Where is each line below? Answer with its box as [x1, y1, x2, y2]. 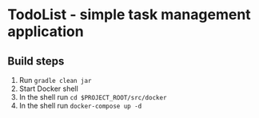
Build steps [7, 54, 65, 68]
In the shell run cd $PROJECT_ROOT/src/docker [18, 92, 167, 101]
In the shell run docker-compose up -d [18, 101, 142, 110]
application [7, 22, 85, 41]
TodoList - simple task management [7, 6, 251, 24]
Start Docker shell [18, 84, 79, 93]
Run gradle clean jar [18, 76, 92, 85]
